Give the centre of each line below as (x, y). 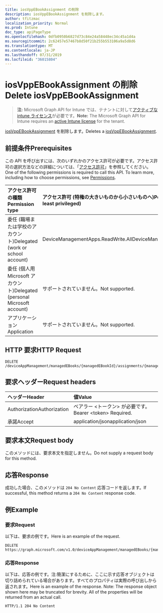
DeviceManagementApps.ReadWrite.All (87, 239)
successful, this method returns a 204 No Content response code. (70, 493)
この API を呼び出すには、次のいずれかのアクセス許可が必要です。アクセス (79, 161)
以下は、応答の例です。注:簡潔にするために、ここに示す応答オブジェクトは (80, 575)
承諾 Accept (21, 422)
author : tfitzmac (23, 19)
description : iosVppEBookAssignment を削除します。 (56, 14)
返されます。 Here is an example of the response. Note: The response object (81, 587)
